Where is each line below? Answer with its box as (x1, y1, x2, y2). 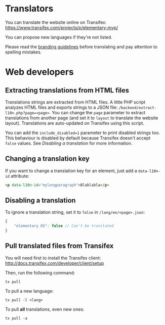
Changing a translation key (5, 154, 90, 163)
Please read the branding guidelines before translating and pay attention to (5, 44, 158, 49)
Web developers (5, 66, 74, 78)
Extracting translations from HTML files (5, 86, 129, 94)
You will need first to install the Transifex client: (5, 255, 101, 261)
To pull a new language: (5, 288, 54, 294)
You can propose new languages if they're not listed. (5, 34, 113, 40)
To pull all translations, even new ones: (5, 306, 84, 312)
